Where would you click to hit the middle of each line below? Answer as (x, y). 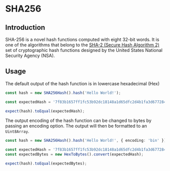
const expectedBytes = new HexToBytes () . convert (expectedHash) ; (74, 154)
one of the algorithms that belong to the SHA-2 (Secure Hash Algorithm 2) (82, 45)
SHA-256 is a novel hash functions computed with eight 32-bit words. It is (82, 39)
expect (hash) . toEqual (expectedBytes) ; (46, 164)
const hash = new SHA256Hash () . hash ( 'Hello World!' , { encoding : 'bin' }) (86, 141)
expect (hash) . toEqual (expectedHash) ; (45, 111)
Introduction (25, 27)
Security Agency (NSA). (30, 55)
